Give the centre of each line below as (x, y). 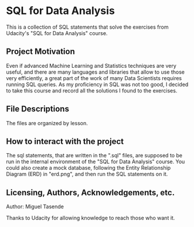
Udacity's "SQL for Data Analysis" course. (57, 33)
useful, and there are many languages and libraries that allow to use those (95, 72)
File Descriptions (38, 109)
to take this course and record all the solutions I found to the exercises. (92, 90)
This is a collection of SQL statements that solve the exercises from (87, 27)
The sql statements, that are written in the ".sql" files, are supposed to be (94, 156)
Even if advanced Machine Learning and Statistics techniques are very (91, 66)
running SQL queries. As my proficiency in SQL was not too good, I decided (97, 84)
